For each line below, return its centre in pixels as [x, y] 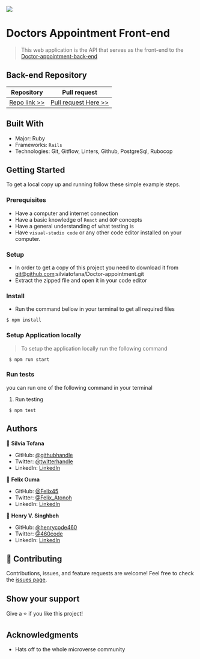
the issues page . [27, 580]
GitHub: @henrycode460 [46, 527]
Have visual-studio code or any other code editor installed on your [98, 233]
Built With [25, 124]
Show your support [43, 598]
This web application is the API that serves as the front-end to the [102, 50]
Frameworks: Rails [38, 145]
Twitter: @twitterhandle [44, 461]
